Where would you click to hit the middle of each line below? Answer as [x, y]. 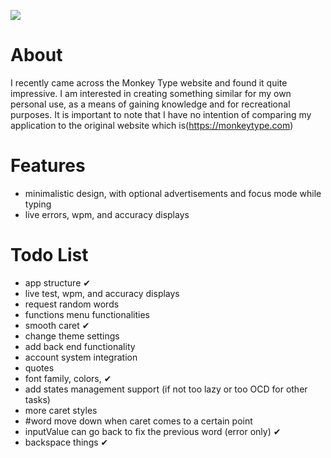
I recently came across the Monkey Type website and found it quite [149, 82]
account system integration [81, 357]
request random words [72, 304]
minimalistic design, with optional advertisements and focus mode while [173, 193]
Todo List [49, 255]
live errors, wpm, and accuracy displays [107, 214]
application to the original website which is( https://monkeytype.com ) [152, 125]
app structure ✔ [57, 282]
